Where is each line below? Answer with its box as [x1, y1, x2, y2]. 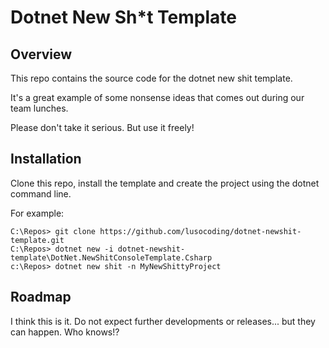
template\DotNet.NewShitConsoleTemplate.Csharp [10, 252, 213, 263]
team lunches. [10, 102, 69, 114]
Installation [10, 151, 82, 168]
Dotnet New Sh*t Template [10, 6, 237, 29]
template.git [10, 235, 65, 245]
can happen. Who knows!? [10, 326, 120, 338]
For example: [10, 207, 65, 219]
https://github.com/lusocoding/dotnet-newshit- [99, 226, 302, 236]
